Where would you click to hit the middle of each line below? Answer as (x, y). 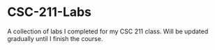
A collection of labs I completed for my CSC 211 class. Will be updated (108, 31)
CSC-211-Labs (50, 12)
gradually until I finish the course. (55, 38)
